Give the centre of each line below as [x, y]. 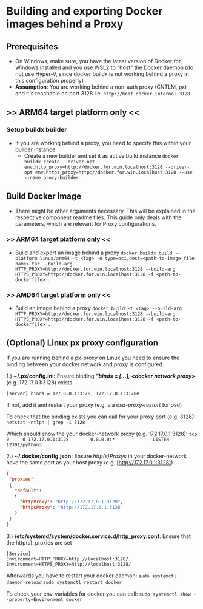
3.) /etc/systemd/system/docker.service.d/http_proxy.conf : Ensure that [98, 536]
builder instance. [36, 149]
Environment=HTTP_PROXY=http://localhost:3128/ [68, 559]
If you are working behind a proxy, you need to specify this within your [103, 143]
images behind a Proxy [65, 24]
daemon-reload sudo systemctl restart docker [64, 582]
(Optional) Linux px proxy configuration [82, 343]
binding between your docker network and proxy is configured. [85, 364]
